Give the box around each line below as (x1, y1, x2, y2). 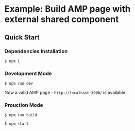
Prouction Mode (4, 102, 43, 109)
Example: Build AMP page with (4, 3, 131, 15)
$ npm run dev (4, 81, 34, 86)
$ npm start (4, 121, 29, 126)
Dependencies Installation (4, 48, 68, 55)
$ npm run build (4, 113, 37, 118)
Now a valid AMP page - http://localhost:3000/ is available (4, 90, 126, 95)
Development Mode (4, 70, 52, 76)
